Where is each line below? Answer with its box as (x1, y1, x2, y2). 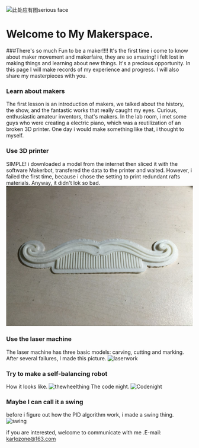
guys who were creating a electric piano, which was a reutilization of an (6, 119, 181, 127)
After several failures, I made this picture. (6, 354, 107, 361)
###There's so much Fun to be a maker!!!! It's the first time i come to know (6, 47, 188, 54)
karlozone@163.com (6, 436, 56, 443)
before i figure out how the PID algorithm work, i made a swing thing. (6, 411, 174, 418)
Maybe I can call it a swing (6, 398, 84, 406)
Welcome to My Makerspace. (6, 27, 153, 41)
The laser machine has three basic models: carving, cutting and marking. (6, 348, 185, 356)
